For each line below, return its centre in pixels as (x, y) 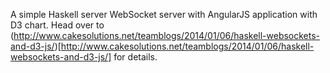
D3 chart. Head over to (57, 25)
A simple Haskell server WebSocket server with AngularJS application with (164, 14)
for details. (135, 57)
